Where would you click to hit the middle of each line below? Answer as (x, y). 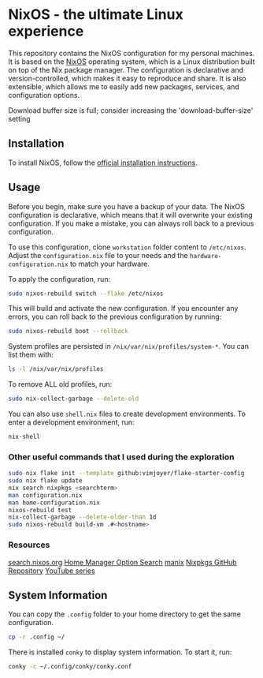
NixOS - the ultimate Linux (96, 15)
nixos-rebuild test (40, 510)
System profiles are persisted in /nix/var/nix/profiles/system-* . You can (129, 346)
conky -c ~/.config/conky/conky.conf (70, 667)
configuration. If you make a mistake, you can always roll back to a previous (131, 223)
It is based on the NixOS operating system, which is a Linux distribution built (132, 62)
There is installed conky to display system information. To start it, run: (120, 652)
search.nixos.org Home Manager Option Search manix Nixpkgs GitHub (123, 562)
